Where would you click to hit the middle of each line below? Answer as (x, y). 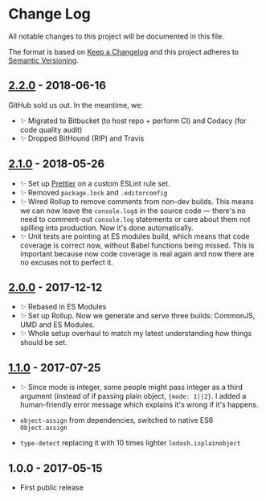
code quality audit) (51, 129)
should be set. (43, 342)
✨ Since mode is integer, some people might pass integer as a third (131, 387)
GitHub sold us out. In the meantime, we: (76, 105)
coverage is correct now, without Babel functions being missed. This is (137, 245)
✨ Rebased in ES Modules (63, 307)
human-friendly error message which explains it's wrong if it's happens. (139, 405)
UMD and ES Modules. (57, 325)
